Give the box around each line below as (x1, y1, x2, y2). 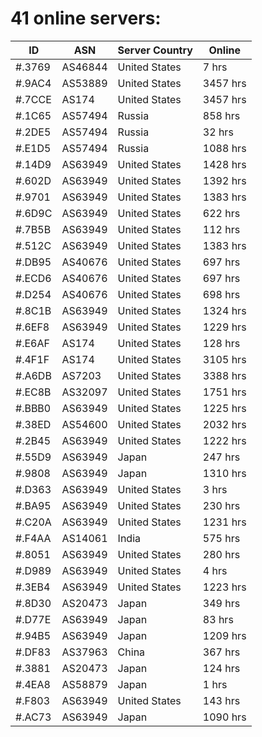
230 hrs (202, 498, 241, 512)
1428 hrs (202, 157, 247, 171)
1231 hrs (202, 515, 247, 529)
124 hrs (202, 661, 241, 675)
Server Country (117, 43, 193, 57)
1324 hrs (202, 303, 247, 317)
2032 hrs (202, 417, 247, 431)
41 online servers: (10, 7, 162, 30)
